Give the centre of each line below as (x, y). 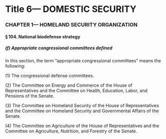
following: (15, 66)
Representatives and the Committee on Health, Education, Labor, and (76, 90)
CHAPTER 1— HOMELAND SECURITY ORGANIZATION (71, 25)
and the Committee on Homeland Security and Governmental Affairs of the (82, 111)
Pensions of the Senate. (30, 96)
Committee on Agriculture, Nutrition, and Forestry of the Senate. (71, 131)
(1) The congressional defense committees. (50, 75)
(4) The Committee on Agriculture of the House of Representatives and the (82, 126)
